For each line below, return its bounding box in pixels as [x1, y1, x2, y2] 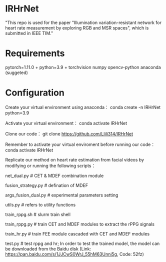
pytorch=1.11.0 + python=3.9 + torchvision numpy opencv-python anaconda [5, 64, 161, 70]
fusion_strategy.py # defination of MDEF [5, 182, 88, 188]
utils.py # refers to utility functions [5, 201, 76, 207]
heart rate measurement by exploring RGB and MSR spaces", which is [5, 24, 149, 30]
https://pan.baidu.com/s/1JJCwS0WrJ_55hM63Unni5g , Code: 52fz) [5, 251, 144, 257]
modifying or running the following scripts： [5, 162, 96, 168]
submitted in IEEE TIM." [5, 30, 53, 36]
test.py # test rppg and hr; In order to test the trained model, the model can [5, 240, 160, 246]
